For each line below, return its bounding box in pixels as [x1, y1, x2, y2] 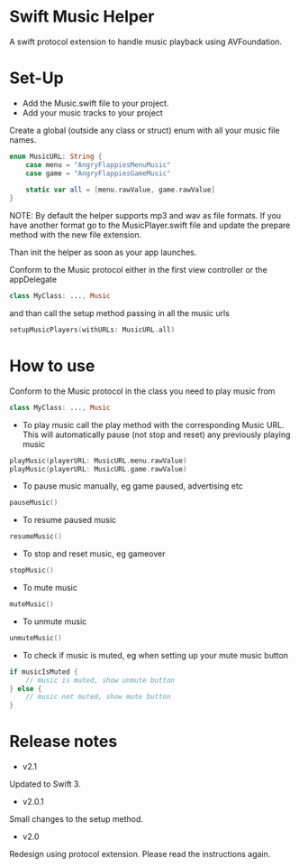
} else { [9, 684, 42, 693]
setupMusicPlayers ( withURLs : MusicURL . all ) [9, 325, 176, 334]
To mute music [22, 583, 78, 593]
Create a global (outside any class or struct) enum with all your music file [9, 125, 280, 135]
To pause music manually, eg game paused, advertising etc [22, 481, 243, 491]
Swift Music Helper [9, 6, 155, 27]
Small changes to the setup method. [9, 814, 144, 825]
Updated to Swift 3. [9, 779, 81, 789]
